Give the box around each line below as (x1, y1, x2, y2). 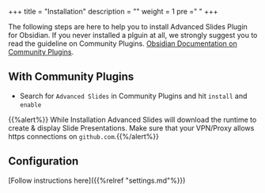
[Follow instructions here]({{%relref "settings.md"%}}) (8, 176, 186, 185)
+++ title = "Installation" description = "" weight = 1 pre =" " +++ (8, 7, 219, 16)
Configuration (8, 154, 79, 168)
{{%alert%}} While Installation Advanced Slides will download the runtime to (8, 115, 257, 124)
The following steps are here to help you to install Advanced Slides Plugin (8, 22, 248, 31)
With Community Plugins (8, 70, 134, 84)
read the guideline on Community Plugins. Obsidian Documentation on (8, 39, 237, 48)
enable (19, 100, 42, 109)
